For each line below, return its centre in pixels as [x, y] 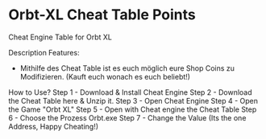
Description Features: [44, 52]
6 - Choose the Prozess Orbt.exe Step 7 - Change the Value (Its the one [127, 117]
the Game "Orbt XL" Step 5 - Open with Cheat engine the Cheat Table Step [133, 109]
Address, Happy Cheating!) [54, 126]
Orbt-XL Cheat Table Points [102, 15]
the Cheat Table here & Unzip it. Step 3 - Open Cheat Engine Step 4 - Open [133, 100]
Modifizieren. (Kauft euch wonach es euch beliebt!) [105, 76]
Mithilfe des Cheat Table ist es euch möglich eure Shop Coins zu [127, 68]
